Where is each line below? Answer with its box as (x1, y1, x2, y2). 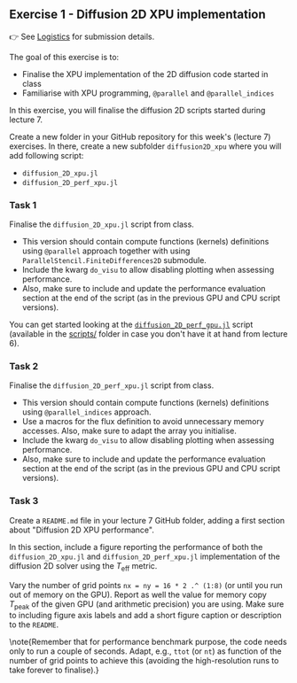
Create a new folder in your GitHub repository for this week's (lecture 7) (9, 131, 271, 142)
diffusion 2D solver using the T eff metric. (9, 560, 158, 573)
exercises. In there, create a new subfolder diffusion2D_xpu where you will (9, 141, 282, 151)
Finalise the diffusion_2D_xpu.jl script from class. (9, 219, 195, 229)
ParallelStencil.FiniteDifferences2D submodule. (21, 255, 207, 266)
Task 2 (9, 361, 39, 373)
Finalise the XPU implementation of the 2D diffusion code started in (21, 68, 269, 79)
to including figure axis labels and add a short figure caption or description (9, 610, 282, 621)
